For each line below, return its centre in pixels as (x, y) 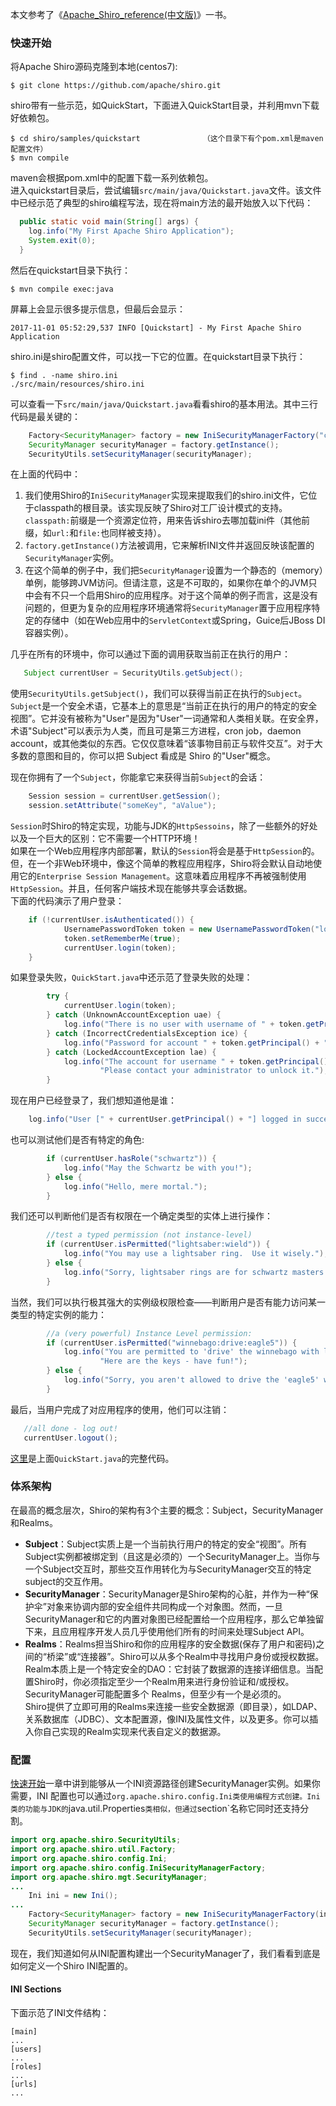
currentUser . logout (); (70, 1438)
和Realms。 (34, 1522)
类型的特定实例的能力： (58, 1314)
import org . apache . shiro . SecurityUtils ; (96, 1840)
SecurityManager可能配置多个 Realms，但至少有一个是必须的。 (155, 1694)
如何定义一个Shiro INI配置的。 (72, 1965)
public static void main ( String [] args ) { (109, 222)
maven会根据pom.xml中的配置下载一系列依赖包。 (112, 178)
